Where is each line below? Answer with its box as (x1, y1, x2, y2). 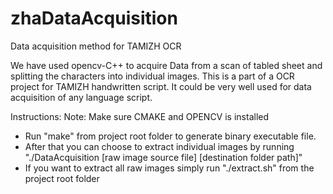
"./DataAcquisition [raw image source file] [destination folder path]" (24, 151, 303, 163)
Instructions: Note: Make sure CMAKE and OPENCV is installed (10, 110, 270, 122)
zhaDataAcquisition (10, 7, 178, 30)
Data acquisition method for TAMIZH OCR (10, 40, 182, 52)
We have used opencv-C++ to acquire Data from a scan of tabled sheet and (10, 59, 323, 71)
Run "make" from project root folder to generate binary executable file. (24, 130, 317, 142)
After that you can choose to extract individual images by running (24, 140, 295, 152)
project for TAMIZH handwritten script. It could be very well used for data (10, 80, 312, 92)
